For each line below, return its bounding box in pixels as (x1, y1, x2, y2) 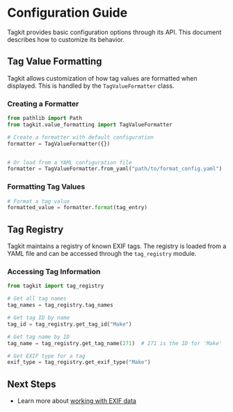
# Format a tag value (7, 197, 70, 205)
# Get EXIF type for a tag (7, 352, 86, 360)
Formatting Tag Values (7, 182, 86, 192)
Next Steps (7, 378, 56, 390)
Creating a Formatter (7, 99, 79, 109)
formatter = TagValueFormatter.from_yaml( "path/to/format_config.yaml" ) (7, 165, 223, 172)
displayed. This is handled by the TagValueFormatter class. (7, 82, 175, 90)
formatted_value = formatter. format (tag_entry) (7, 204, 148, 211)
